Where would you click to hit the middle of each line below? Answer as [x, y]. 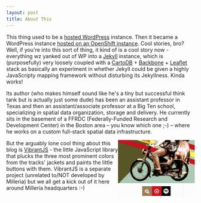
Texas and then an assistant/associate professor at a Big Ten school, [91, 106]
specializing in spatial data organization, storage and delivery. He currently [98, 112]
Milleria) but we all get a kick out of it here [58, 181]
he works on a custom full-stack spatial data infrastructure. [79, 132]
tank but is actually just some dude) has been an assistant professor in [93, 100]
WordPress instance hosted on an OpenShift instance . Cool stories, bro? [95, 43]
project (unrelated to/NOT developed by [55, 175]
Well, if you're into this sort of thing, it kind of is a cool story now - [88, 50]
